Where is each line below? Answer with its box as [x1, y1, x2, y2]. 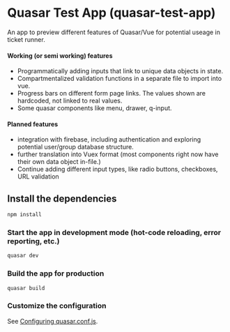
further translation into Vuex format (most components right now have [17, 150, 219, 158]
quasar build [7, 285, 45, 292]
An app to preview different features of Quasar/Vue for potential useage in [7, 28, 221, 36]
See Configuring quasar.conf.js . [7, 317, 98, 325]
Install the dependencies [7, 193, 117, 204]
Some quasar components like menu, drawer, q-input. [17, 104, 172, 112]
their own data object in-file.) [17, 158, 101, 166]
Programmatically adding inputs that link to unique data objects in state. [17, 67, 224, 75]
